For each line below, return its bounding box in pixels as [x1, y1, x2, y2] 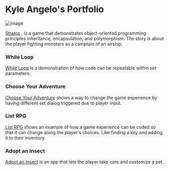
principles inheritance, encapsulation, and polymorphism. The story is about [5, 35, 164, 41]
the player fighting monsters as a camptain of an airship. [5, 40, 123, 47]
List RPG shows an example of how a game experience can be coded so [5, 124, 156, 130]
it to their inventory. [5, 135, 46, 141]
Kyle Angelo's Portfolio [5, 4, 104, 15]
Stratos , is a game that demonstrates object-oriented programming [5, 30, 146, 36]
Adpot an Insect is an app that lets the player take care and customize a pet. [5, 159, 164, 165]
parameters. [5, 70, 31, 76]
